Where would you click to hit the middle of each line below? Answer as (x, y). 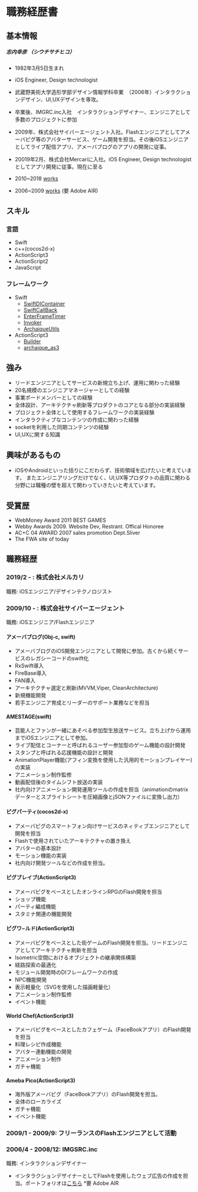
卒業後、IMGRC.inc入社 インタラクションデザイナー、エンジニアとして (103, 112)
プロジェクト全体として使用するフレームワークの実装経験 (85, 413)
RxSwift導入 (29, 666)
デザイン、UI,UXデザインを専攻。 (61, 99)
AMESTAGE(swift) (29, 716)
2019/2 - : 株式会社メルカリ (45, 577)
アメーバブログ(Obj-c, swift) (41, 636)
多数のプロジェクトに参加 (46, 119)
